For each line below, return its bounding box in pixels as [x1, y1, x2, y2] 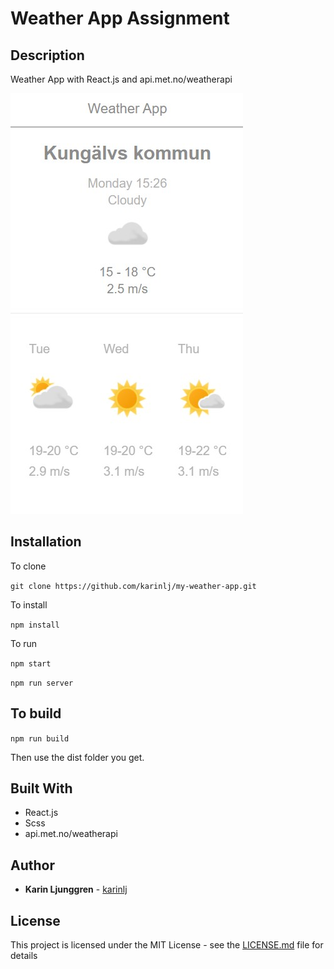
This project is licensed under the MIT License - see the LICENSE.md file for [10, 939, 324, 951]
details [10, 950, 38, 962]
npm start [10, 658, 52, 669]
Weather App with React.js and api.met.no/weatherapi [10, 73, 233, 85]
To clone [10, 560, 47, 572]
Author [10, 857, 55, 874]
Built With [10, 780, 73, 797]
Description [10, 47, 85, 64]
